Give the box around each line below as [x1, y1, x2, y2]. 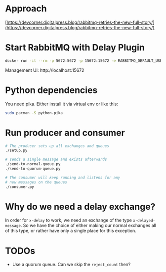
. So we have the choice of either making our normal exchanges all [20, 223, 157, 228]
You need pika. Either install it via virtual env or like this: [5, 101, 119, 107]
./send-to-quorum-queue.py [5, 166, 61, 171]
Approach [5, 3, 47, 14]
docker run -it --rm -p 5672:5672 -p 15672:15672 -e [5, 58, 116, 63]
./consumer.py [5, 184, 35, 189]
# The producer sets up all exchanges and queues [5, 143, 110, 148]
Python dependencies [5, 85, 98, 95]
